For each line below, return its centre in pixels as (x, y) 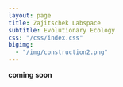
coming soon (30, 75)
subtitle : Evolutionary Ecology (61, 30)
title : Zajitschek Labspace (55, 23)
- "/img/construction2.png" (62, 52)
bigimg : (21, 45)
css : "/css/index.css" (46, 38)
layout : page (30, 15)
